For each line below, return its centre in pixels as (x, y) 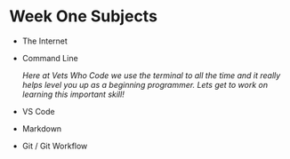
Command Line (50, 58)
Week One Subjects (84, 16)
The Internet (45, 41)
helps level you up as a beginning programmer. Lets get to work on (145, 84)
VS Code (38, 111)
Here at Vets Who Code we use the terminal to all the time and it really (151, 75)
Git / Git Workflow (55, 146)
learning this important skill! (73, 94)
